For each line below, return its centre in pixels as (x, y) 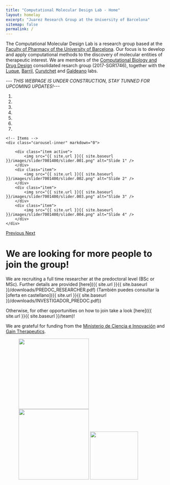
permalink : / (20, 29)
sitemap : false (22, 24)
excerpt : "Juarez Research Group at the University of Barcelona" (78, 19)
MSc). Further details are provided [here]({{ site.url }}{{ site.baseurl (77, 285)
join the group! (38, 265)
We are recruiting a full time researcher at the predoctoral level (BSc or (80, 279)
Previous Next (21, 233)
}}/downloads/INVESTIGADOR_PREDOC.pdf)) (54, 301)
